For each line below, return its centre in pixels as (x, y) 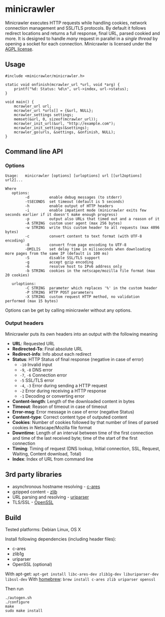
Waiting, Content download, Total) (47, 453)
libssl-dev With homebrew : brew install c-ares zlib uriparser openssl (81, 579)
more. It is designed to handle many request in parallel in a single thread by (82, 39)
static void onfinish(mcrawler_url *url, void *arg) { (63, 84)
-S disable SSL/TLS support (62, 258)
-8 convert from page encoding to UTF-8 (76, 245)
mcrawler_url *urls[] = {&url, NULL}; (54, 110)
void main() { (20, 102)
